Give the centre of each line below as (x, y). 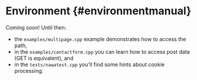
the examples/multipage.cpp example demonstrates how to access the (100, 39)
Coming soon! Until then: (36, 27)
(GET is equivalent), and (44, 58)
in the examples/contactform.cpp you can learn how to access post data (102, 51)
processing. (29, 70)
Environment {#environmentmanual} (98, 11)
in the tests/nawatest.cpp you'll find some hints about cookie (89, 64)
